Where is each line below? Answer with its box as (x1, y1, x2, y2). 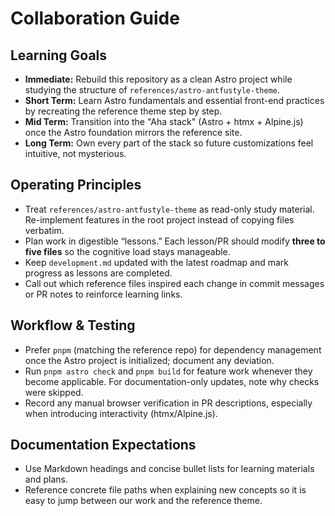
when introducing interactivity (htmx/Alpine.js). (24, 407, 218, 419)
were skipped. (24, 386, 84, 398)
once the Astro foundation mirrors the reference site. (24, 127, 243, 138)
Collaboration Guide (10, 7, 180, 30)
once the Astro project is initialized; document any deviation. (24, 354, 275, 366)
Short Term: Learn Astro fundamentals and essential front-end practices (24, 95, 325, 106)
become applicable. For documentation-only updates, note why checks (24, 375, 320, 387)
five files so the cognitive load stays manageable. (24, 245, 231, 257)
